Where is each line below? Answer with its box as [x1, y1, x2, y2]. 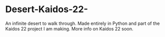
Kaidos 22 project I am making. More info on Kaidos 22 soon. [5, 25, 133, 31]
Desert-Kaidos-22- [5, 4, 88, 15]
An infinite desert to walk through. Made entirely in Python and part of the [5, 20, 160, 26]
